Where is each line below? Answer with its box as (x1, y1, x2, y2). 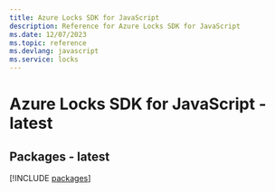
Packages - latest (9, 149, 110, 164)
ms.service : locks (9, 55, 79, 64)
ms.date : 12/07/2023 (9, 30, 88, 39)
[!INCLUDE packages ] (9, 173, 91, 183)
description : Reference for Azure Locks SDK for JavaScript (9, 22, 242, 31)
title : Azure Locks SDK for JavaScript (9, 13, 160, 23)
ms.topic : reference (9, 38, 88, 48)
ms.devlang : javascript (9, 47, 100, 56)
